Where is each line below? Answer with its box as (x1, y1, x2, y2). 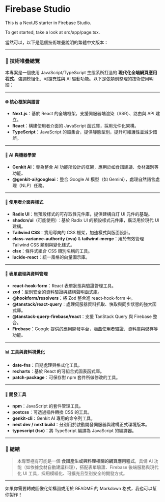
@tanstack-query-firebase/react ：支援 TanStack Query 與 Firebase (12, 314, 152, 319)
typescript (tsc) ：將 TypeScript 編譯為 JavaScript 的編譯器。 (12, 428, 137, 434)
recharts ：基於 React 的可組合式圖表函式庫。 (12, 368, 105, 375)
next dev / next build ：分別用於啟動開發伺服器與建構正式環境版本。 (12, 422, 150, 428)
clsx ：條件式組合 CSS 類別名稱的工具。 (12, 248, 92, 254)
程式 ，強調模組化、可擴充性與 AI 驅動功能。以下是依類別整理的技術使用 (5, 76, 150, 82)
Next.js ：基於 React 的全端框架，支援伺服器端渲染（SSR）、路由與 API (12, 111, 155, 117)
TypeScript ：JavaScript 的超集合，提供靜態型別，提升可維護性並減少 (12, 129, 153, 135)
